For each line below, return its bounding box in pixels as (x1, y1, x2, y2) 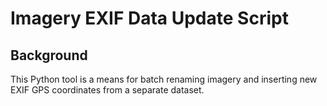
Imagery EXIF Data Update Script (10, 7, 289, 30)
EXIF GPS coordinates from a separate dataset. (10, 84, 205, 96)
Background (10, 47, 88, 64)
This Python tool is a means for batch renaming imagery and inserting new (10, 73, 318, 85)
